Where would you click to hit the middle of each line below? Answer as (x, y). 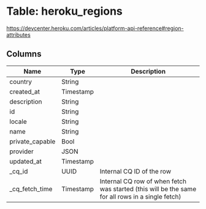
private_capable (32, 141)
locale (18, 121)
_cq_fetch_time (31, 189)
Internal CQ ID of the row (135, 171)
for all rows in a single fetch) (140, 196)
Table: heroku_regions (64, 11)
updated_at (25, 161)
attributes (18, 34)
